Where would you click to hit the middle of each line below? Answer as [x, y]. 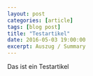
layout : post [26, 14]
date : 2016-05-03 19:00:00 [46, 40]
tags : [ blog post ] [34, 27]
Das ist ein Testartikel [38, 66]
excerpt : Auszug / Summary [46, 46]
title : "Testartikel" [39, 33]
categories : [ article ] [40, 20]
